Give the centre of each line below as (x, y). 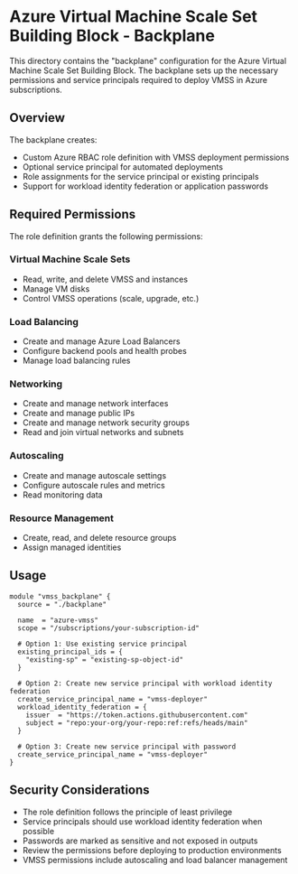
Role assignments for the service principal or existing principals (140, 176)
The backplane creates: (53, 139)
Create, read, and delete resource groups (99, 538)
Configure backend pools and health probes (104, 351)
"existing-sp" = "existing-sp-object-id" (104, 660)
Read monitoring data (62, 495)
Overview (37, 118)
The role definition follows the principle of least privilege (127, 812)
